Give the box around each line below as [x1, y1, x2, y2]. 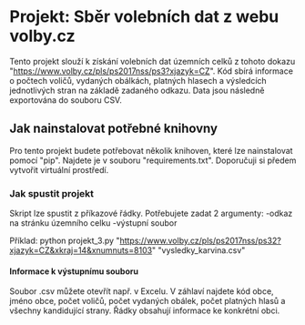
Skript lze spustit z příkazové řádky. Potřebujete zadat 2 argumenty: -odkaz [9, 208, 293, 219]
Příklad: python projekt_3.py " [9, 235, 120, 247]
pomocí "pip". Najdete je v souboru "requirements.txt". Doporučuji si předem [9, 155, 297, 166]
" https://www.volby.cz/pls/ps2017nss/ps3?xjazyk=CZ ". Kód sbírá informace [9, 66, 294, 76]
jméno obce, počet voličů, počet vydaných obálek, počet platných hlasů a [9, 296, 286, 307]
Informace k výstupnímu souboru [9, 266, 139, 277]
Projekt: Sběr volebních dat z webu [9, 6, 280, 27]
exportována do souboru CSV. [9, 94, 123, 106]
